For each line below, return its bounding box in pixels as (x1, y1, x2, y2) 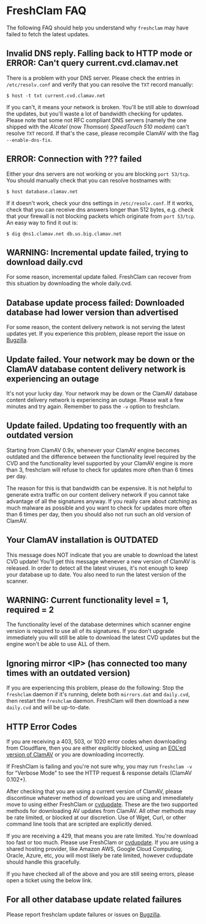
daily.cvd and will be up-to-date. (6, 704, 91, 711)
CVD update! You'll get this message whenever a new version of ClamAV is (6, 557, 196, 565)
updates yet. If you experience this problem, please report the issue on (6, 330, 186, 338)
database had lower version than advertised (6, 307, 179, 317)
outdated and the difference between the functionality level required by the (6, 452, 196, 460)
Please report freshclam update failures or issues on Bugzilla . (6, 910, 161, 918)
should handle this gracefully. (6, 858, 81, 866)
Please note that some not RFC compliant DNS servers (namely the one (6, 116, 187, 123)
